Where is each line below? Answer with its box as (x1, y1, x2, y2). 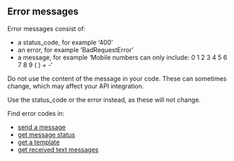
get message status (17, 130, 76, 138)
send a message (17, 123, 66, 131)
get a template (17, 138, 60, 146)
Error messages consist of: (7, 24, 86, 32)
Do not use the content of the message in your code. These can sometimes (7, 74, 227, 83)
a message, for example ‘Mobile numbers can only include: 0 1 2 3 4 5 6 (17, 53, 228, 61)
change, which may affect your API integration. (7, 81, 144, 90)
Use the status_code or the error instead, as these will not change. (7, 95, 201, 104)
